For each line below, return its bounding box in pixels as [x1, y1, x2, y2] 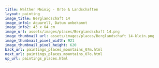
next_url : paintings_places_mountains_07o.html [5, 51, 103, 57]
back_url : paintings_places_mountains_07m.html [5, 47, 103, 52]
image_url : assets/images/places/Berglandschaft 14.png [5, 29, 120, 34]
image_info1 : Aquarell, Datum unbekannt [5, 20, 88, 25]
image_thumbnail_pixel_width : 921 [5, 38, 75, 43]
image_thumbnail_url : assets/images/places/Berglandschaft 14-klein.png [5, 34, 155, 39]
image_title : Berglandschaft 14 [5, 16, 70, 21]
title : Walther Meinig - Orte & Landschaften [5, 7, 98, 12]
